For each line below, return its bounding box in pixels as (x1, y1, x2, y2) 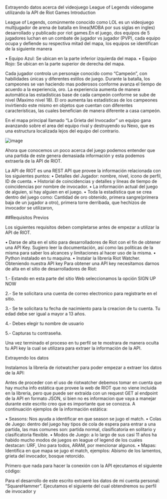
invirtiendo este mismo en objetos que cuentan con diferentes (5, 102, 133, 108)
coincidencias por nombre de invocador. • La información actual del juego (5, 183, 158, 189)
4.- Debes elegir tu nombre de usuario (5, 320, 84, 326)
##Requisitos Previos (5, 214, 49, 220)
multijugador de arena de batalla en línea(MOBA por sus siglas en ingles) (5, 24, 155, 30)
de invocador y (5, 488, 36, 494)
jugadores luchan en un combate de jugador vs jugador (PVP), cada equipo (5, 35, 161, 41)
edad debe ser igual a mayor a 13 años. (5, 311, 86, 316)
